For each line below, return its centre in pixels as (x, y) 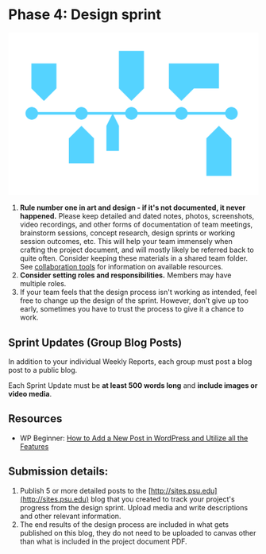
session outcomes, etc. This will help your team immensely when (126, 242)
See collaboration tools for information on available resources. (121, 267)
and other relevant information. (70, 516)
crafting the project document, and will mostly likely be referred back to (137, 250)
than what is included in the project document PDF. (104, 541)
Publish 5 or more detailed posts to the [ (85, 490)
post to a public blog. (43, 370)
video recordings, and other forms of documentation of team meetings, (136, 225)
